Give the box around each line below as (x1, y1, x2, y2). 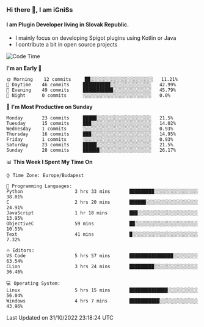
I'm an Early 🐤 (6, 64, 42, 72)
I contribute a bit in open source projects (15, 41, 118, 48)
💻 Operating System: (6, 280, 61, 287)
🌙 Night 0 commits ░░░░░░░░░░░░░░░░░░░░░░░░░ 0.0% (6, 92, 171, 99)
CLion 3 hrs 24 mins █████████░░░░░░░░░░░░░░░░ (6, 263, 199, 270)
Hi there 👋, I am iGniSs (6, 6, 73, 14)
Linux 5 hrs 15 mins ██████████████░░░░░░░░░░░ (6, 287, 199, 293)
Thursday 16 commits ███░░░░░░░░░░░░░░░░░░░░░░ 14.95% (6, 131, 176, 137)
